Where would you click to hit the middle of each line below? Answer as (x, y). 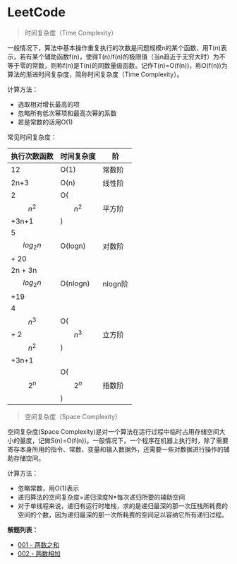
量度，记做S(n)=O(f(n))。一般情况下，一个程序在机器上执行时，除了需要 (124, 440)
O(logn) (73, 246)
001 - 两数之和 (38, 544)
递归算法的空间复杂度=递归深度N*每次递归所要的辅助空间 (101, 497)
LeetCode (36, 12)
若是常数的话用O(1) (45, 122)
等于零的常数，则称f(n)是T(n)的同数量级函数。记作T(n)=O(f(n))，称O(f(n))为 (117, 65)
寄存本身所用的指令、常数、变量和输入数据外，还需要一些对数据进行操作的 (115, 449)
